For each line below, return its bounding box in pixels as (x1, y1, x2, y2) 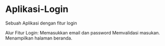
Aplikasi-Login (5, 3, 69, 15)
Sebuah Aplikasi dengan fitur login (5, 20, 77, 26)
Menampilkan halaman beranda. (5, 35, 73, 41)
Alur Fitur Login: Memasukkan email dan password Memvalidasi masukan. (5, 29, 160, 35)
